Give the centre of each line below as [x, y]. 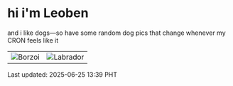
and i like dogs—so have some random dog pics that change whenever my [116, 33]
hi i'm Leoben [48, 13]
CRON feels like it [33, 40]
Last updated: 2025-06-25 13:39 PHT [63, 74]
